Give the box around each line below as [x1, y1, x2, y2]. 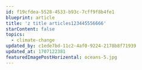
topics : [5, 32, 25, 38]
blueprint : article [5, 15, 55, 21]
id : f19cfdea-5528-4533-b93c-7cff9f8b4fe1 [5, 9, 115, 15]
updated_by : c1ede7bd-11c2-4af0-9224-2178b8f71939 [5, 43, 137, 49]
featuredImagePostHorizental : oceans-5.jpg [5, 54, 118, 60]
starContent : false [5, 26, 55, 32]
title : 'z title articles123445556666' [5, 20, 107, 26]
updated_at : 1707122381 [5, 49, 66, 55]
